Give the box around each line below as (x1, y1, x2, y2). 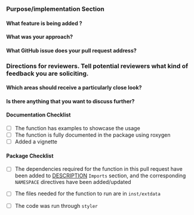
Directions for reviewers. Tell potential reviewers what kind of (6, 62, 189, 70)
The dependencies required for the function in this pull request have (14, 165, 183, 173)
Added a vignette (14, 138, 58, 145)
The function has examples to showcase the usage (14, 125, 140, 132)
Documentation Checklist (6, 111, 71, 118)
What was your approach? (6, 33, 73, 41)
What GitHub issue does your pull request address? (6, 47, 137, 54)
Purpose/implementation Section (6, 5, 104, 13)
